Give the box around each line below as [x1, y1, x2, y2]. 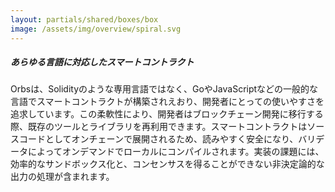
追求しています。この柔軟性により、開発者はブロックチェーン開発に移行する [10, 108, 324, 120]
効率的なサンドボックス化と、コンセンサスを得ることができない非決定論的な [10, 158, 325, 170]
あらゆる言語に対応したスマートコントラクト [10, 56, 195, 68]
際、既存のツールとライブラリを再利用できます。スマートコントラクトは [10, 121, 308, 133]
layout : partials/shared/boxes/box [10, 14, 159, 25]
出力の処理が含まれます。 [10, 171, 115, 183]
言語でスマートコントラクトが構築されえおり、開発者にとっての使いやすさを [10, 96, 325, 108]
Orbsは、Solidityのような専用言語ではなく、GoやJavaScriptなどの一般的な [10, 83, 319, 95]
